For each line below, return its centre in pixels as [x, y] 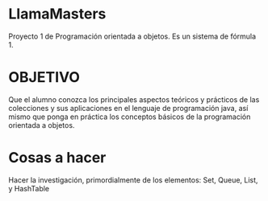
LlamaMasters [57, 14]
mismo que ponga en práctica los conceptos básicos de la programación [130, 117]
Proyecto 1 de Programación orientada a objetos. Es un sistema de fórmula [132, 36]
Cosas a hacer [57, 158]
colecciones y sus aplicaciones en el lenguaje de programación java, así [128, 108]
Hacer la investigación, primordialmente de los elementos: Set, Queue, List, [133, 180]
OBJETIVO [44, 78]
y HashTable [29, 188]
